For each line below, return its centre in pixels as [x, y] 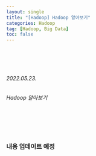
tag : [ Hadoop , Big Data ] [37, 29]
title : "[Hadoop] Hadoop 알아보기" [48, 18]
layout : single [25, 12]
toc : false [20, 34]
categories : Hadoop [31, 23]
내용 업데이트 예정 [31, 146]
